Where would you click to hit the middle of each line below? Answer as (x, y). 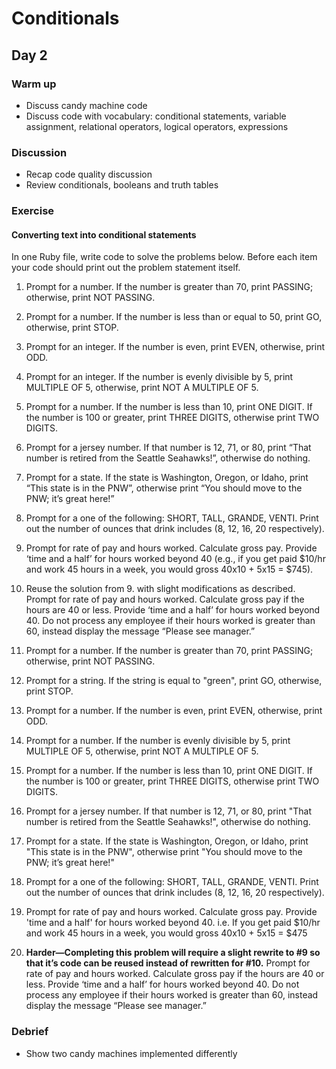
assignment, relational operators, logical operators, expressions (157, 126)
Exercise (33, 211)
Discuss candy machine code (86, 105)
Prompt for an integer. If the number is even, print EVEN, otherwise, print (175, 347)
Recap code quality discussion (89, 174)
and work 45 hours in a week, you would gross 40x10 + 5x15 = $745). (169, 569)
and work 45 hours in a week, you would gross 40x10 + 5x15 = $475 (166, 933)
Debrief (30, 1032)
